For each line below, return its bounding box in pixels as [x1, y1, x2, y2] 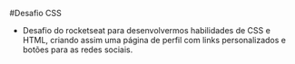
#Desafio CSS [9, 8, 62, 18]
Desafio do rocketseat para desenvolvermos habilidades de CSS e [22, 25, 270, 35]
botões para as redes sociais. [22, 44, 133, 55]
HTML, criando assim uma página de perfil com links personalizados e [22, 35, 286, 45]
